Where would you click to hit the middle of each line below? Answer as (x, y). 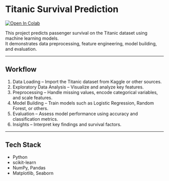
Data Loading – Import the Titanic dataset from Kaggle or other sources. (87, 81)
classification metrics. (35, 119)
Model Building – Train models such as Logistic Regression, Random (83, 103)
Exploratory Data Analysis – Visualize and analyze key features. (78, 87)
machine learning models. (32, 38)
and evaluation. (21, 49)
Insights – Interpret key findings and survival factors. (67, 124)
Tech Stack (23, 145)
